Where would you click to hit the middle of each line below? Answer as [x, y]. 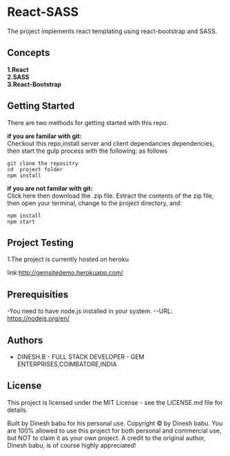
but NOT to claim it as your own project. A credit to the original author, [106, 438]
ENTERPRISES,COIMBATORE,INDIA [67, 364]
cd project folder [35, 169]
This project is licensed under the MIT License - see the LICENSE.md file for [115, 402]
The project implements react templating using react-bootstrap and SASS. [112, 31]
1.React [18, 69]
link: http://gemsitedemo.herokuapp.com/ [65, 273]
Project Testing [41, 243]
